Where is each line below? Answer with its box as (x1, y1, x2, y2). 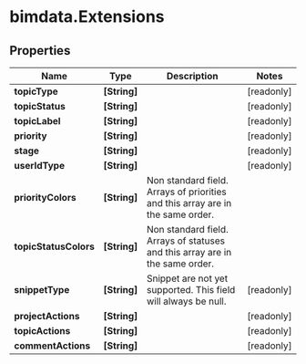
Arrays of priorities (146, 185, 227, 198)
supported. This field (146, 284, 236, 296)
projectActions (14, 310, 80, 322)
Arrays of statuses (146, 234, 226, 247)
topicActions (14, 325, 71, 337)
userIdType (14, 160, 66, 172)
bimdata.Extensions (9, 6, 165, 27)
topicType (14, 85, 59, 98)
